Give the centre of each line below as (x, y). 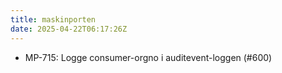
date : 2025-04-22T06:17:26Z (69, 29)
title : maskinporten (53, 19)
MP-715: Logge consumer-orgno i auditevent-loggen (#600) (148, 57)
